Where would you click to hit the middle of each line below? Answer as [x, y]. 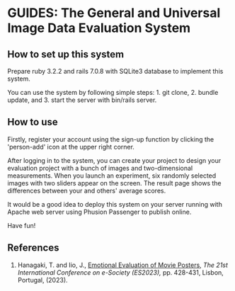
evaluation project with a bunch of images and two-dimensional [100, 168]
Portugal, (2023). [43, 280]
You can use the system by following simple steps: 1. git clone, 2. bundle [113, 92]
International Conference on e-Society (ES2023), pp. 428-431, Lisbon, [121, 272]
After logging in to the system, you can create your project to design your [114, 160]
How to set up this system [66, 54]
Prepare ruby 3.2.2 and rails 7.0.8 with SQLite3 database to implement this [115, 71]
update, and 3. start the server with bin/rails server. [82, 100]
